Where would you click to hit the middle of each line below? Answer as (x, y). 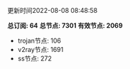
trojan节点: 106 (39, 41)
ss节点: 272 (34, 58)
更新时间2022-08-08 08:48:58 (53, 10)
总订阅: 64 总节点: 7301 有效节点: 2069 (65, 26)
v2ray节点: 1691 (40, 49)
